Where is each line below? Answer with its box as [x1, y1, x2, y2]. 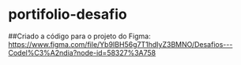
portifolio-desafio [8, 5, 128, 23]
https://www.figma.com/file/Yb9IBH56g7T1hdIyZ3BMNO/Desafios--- [8, 39, 233, 49]
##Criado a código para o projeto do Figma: [8, 31, 152, 41]
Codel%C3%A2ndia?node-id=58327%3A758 [8, 48, 156, 57]
